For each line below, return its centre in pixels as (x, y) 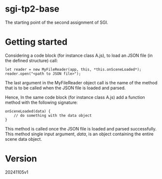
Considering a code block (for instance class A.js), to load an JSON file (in (79, 55)
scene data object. (23, 139)
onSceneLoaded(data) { (28, 111)
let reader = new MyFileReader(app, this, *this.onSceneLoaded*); (73, 69)
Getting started (36, 42)
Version (21, 159)
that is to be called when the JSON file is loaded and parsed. (65, 88)
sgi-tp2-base (32, 9)
